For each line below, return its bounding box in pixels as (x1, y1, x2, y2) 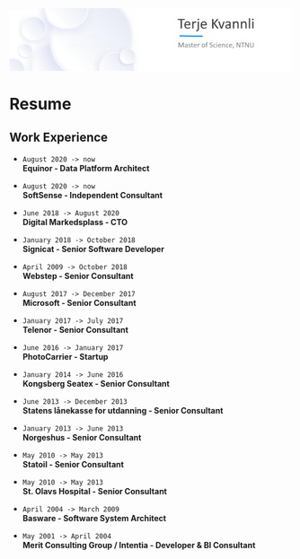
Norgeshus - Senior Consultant (22, 432, 142, 442)
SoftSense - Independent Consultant (22, 190, 163, 200)
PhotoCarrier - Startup (22, 352, 109, 362)
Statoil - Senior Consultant (22, 459, 124, 469)
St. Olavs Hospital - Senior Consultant (22, 486, 168, 496)
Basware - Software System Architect (22, 513, 167, 523)
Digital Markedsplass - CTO (22, 217, 128, 227)
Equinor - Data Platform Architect (22, 163, 150, 173)
